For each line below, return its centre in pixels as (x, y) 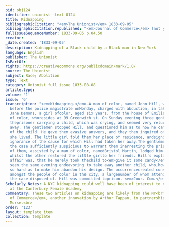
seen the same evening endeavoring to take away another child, (78, 165)
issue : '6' (17, 99)
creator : (14, 38)
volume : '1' (18, 95)
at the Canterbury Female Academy (46, 189)
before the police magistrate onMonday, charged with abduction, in (83, 109)
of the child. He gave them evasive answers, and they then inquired (84, 132)
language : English (24, 52)
